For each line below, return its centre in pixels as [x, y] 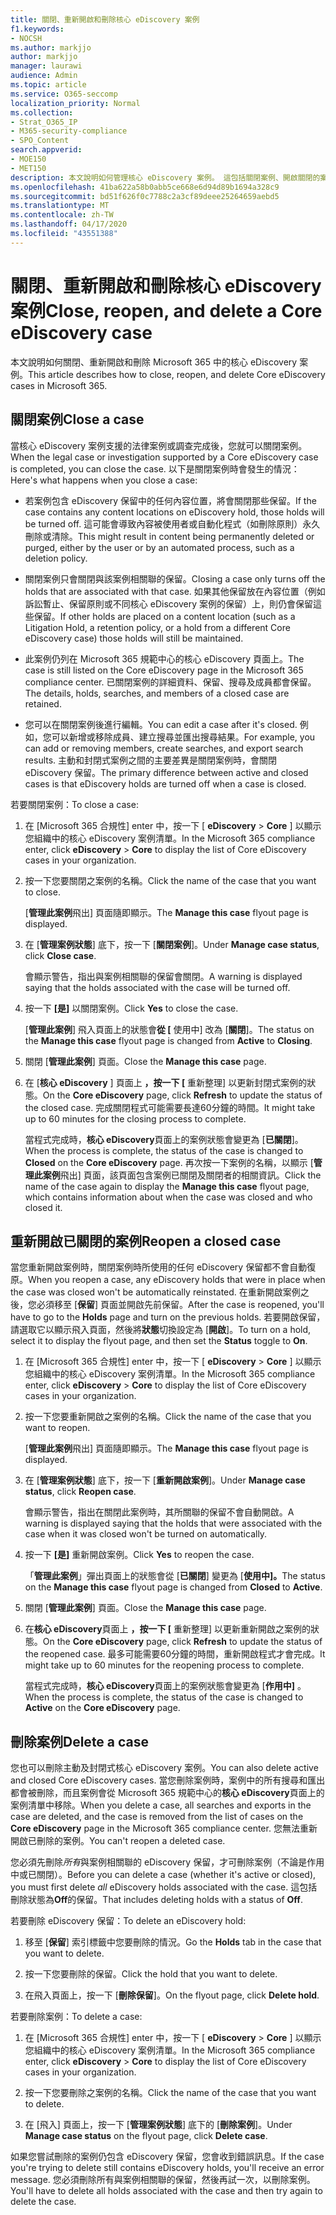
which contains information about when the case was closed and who [168, 1197]
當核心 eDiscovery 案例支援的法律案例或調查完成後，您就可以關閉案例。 [159, 445]
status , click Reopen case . [80, 1492]
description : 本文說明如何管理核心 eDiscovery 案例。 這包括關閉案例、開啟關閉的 [165, 177]
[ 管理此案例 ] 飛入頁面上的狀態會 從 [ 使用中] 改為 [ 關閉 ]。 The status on [169, 1029]
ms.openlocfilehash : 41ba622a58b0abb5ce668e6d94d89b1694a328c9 [145, 187]
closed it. [43, 1207]
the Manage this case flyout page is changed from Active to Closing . [168, 1040]
